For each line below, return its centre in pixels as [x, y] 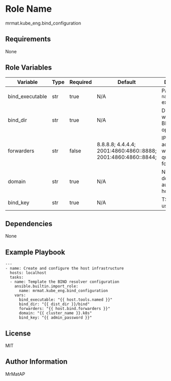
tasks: [17, 277]
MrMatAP [15, 374]
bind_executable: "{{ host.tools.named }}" [66, 300]
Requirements [28, 39]
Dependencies [29, 224]
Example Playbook [35, 252]
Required [81, 82]
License [18, 333]
